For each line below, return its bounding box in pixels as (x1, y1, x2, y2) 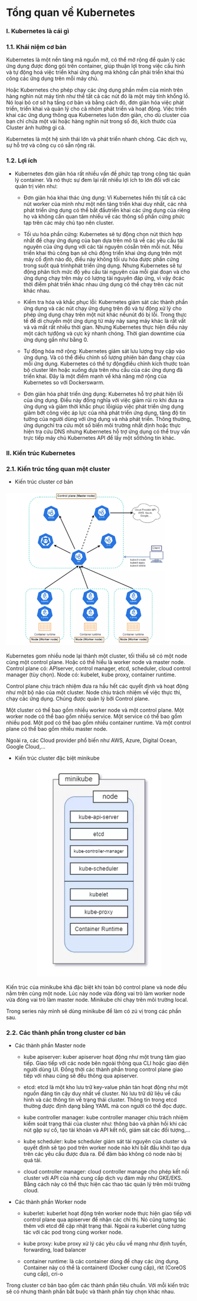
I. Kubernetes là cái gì (6, 27, 70, 35)
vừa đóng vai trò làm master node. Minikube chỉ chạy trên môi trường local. (6, 996, 189, 1003)
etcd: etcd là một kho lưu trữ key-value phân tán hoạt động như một (23, 1084, 188, 1091)
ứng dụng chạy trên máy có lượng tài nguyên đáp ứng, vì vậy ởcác (23, 274, 185, 282)
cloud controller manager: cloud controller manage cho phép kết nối (23, 1168, 189, 1175)
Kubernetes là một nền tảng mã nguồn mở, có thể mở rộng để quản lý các (6, 56, 186, 63)
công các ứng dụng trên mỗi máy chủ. (6, 75, 99, 82)
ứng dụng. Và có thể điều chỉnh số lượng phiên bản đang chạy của (23, 354, 185, 361)
